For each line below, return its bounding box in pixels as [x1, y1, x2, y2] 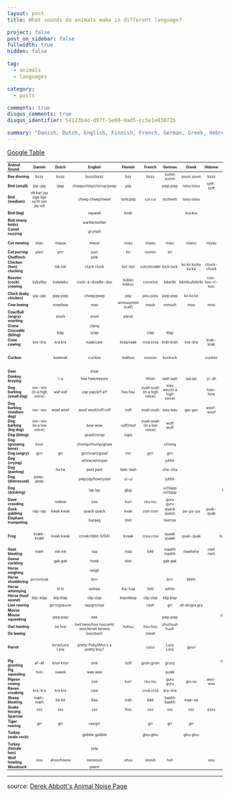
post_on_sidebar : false [7, 35, 75, 42]
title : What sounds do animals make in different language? [7, 16, 183, 23]
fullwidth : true [7, 42, 53, 49]
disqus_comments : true [7, 111, 72, 117]
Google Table [7, 148, 45, 157]
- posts [13, 92, 36, 99]
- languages [13, 73, 48, 80]
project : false [7, 29, 51, 36]
